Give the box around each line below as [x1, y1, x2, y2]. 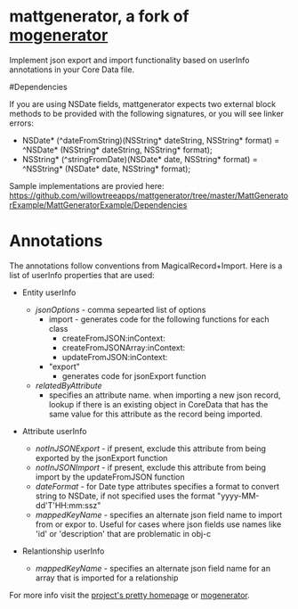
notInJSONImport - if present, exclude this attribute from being [35, 462, 267, 473]
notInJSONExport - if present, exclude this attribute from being [35, 443, 267, 454]
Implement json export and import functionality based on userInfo [9, 54, 250, 65]
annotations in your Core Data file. [9, 64, 135, 75]
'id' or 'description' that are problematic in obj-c [35, 528, 212, 539]
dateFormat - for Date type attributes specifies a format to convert [35, 481, 280, 491]
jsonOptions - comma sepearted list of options [35, 304, 206, 315]
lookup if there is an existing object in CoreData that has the [48, 399, 269, 409]
